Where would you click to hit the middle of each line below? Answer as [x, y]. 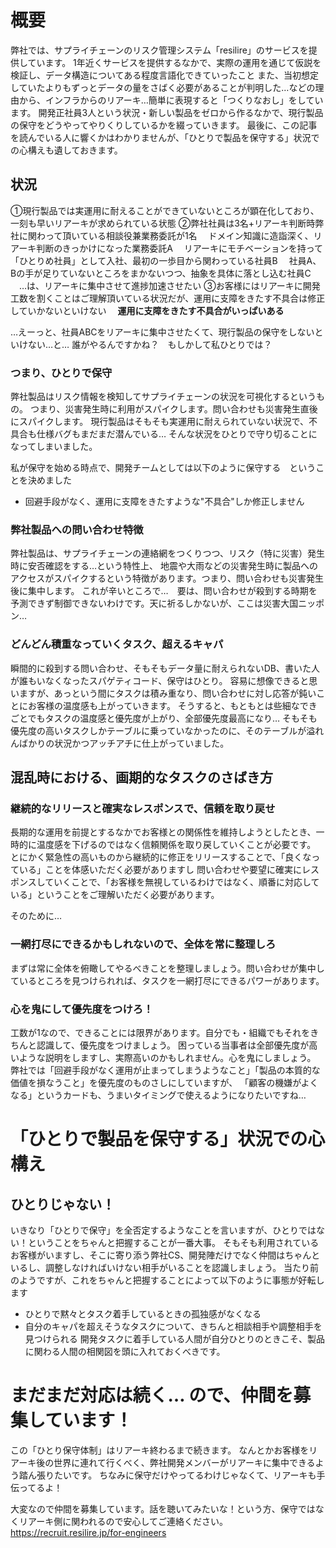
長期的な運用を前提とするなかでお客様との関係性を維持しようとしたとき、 [163, 832]
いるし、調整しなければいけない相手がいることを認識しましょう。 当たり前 [165, 1267]
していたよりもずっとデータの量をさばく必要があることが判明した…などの [163, 87]
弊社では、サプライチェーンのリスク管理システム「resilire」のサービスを [159, 50]
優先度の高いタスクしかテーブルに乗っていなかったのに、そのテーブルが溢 [163, 730]
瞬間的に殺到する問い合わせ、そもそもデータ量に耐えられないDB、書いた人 [165, 668]
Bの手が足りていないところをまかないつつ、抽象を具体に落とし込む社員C [161, 273]
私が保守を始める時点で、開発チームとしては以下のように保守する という [163, 468]
